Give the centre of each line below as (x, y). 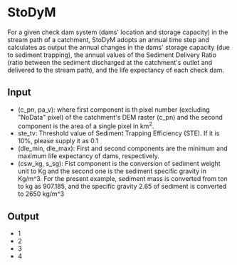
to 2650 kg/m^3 (41, 194)
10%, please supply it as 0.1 (58, 141)
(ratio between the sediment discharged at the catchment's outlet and (110, 62)
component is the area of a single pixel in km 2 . (86, 125)
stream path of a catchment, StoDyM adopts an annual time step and (109, 39)
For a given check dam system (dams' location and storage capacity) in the (118, 32)
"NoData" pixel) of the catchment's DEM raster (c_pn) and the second (120, 117)
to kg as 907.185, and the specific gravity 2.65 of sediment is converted (122, 187)
